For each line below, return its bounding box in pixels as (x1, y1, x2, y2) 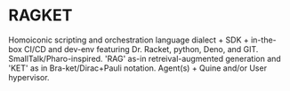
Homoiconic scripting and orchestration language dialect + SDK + (8, 34, 250, 45)
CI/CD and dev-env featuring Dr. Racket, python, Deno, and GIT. (24, 43, 259, 54)
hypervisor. (8, 72, 50, 82)
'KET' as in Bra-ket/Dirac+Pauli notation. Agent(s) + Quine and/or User (8, 63, 268, 73)
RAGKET (8, 5, 73, 26)
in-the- (251, 34, 277, 45)
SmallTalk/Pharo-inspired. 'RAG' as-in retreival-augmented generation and (8, 53, 281, 64)
